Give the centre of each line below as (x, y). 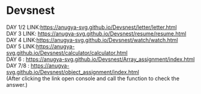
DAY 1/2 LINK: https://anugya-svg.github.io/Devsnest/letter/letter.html (91, 27)
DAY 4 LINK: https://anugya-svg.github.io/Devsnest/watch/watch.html (92, 40)
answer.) (17, 84)
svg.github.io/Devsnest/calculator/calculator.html (67, 52)
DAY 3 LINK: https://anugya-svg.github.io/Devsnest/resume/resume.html (96, 33)
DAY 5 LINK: (21, 46)
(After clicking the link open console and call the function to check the (93, 78)
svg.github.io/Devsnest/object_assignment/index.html (73, 72)
